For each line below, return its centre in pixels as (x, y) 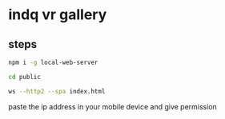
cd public (25, 77)
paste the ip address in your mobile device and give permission (113, 106)
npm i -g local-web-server (53, 62)
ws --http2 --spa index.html (57, 91)
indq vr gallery (58, 15)
